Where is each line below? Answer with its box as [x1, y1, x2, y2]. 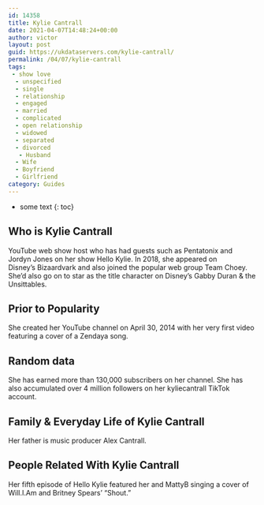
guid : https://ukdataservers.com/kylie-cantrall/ [8, 48, 175, 56]
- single [15, 84, 44, 93]
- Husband [18, 151, 51, 159]
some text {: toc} [19, 202, 75, 211]
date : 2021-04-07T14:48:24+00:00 [8, 26, 118, 34]
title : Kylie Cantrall [8, 19, 83, 27]
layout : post [8, 41, 51, 49]
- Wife [15, 159, 37, 166]
